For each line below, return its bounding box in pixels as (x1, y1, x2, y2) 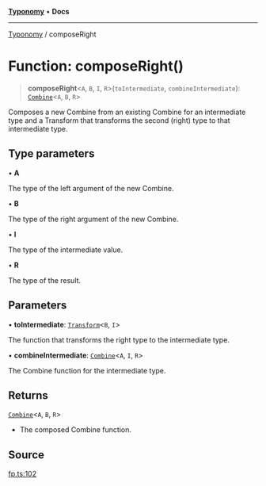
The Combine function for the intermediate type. (8, 365, 166, 375)
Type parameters (8, 147, 95, 161)
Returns (8, 388, 49, 402)
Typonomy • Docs (8, 7, 70, 16)
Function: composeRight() (8, 57, 184, 75)
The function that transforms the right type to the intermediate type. (8, 335, 230, 344)
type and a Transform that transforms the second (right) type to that (8, 115, 231, 125)
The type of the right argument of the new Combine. (8, 214, 179, 224)
